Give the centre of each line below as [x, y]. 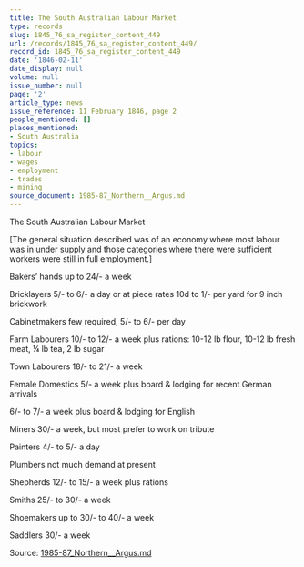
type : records [36, 26]
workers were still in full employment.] [81, 259]
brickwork [28, 304]
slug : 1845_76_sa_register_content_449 [85, 35]
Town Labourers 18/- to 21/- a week [76, 366]
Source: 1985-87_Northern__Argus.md [81, 553]
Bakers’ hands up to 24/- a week [71, 276]
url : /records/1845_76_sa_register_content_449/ [103, 43]
